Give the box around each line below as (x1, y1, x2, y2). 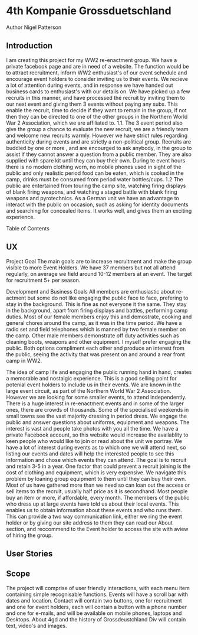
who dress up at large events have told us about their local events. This (6, 500, 179, 507)
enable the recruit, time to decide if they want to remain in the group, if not (6, 106, 187, 113)
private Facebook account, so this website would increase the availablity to (6, 431, 189, 438)
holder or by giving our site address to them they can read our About (6, 519, 173, 526)
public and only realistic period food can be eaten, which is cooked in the (6, 170, 184, 177)
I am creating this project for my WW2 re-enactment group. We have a (6, 56, 177, 63)
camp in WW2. (6, 357, 42, 364)
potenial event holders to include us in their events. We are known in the (6, 381, 181, 388)
